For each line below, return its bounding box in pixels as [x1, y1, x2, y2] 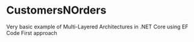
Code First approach [6, 29, 57, 36]
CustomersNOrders [6, 4, 107, 17]
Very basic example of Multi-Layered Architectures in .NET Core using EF [6, 23, 189, 30]
